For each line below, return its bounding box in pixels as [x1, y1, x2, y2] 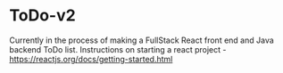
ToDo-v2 [9, 5, 76, 26]
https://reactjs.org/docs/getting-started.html [9, 53, 173, 64]
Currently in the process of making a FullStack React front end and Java [9, 35, 274, 45]
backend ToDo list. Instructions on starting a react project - [9, 44, 227, 54]
